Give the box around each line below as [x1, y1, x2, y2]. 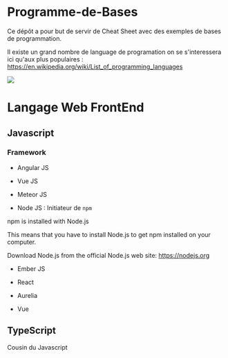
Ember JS [17, 264, 46, 273]
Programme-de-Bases [7, 4, 138, 20]
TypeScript [7, 325, 57, 337]
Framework [7, 148, 46, 158]
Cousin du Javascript [7, 343, 68, 351]
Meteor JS [17, 190, 47, 198]
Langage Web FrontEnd [7, 100, 144, 115]
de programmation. [7, 34, 62, 42]
